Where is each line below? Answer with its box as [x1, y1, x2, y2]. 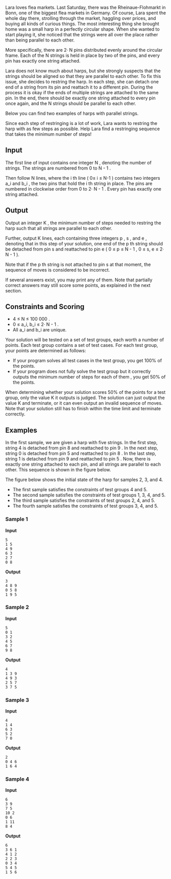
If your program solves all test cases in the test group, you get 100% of [12, 358, 162, 364]
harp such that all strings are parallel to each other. [5, 225, 112, 231]
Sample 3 [5, 696, 30, 703]
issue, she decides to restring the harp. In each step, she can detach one [5, 79, 159, 85]
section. [5, 287, 22, 294]
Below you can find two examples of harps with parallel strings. [5, 110, 139, 116]
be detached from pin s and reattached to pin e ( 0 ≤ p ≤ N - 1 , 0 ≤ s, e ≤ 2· [5, 246, 164, 252]
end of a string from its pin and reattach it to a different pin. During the [5, 84, 153, 90]
